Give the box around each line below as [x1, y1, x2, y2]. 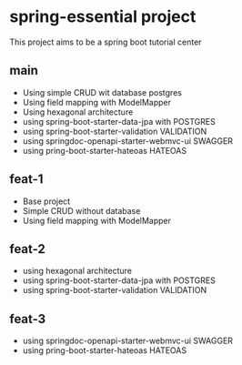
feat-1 [9, 171, 44, 188]
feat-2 [9, 241, 45, 257]
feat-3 [9, 311, 46, 327]
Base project [22, 196, 71, 207]
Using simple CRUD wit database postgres [22, 86, 182, 97]
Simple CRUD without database [22, 205, 141, 216]
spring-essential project [9, 6, 197, 27]
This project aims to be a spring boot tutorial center [9, 36, 202, 47]
